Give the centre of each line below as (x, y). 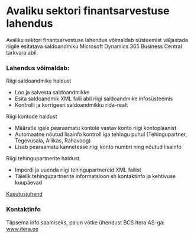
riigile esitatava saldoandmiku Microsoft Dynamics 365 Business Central (94, 46)
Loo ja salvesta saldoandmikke (52, 93)
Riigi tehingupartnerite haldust (43, 158)
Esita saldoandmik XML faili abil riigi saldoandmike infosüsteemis (94, 99)
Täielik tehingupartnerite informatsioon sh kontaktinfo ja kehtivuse (95, 176)
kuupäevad (28, 183)
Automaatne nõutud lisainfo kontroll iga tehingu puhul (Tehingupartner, (101, 134)
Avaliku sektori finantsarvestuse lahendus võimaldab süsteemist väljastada (97, 40)
